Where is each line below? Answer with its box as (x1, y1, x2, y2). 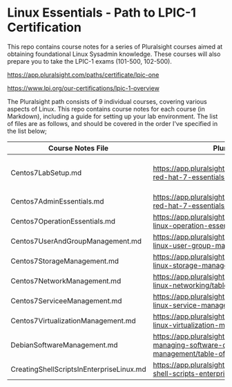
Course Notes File (48, 143, 109, 153)
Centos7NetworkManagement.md (10, 276, 122, 285)
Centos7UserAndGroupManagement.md (10, 236, 142, 246)
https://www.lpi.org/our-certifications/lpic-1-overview (7, 84, 160, 92)
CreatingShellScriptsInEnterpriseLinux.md (10, 364, 146, 374)
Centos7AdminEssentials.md (10, 196, 104, 206)
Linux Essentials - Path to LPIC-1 (7, 5, 197, 21)
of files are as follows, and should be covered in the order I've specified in (7, 119, 218, 127)
